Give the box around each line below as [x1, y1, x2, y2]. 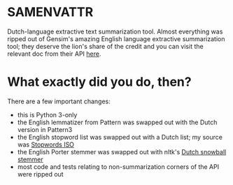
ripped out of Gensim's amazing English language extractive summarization [7, 34, 225, 43]
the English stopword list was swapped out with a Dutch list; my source [17, 133, 223, 141]
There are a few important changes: [7, 97, 111, 105]
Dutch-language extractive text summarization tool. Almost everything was [7, 27, 223, 36]
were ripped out [17, 170, 64, 178]
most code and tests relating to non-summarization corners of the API [17, 162, 219, 171]
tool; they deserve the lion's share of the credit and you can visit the [7, 42, 204, 50]
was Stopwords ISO [17, 140, 75, 149]
